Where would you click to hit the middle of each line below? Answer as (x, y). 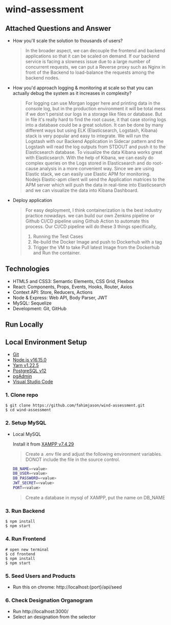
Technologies (28, 269)
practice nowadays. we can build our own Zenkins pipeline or (90, 216)
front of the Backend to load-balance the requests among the (90, 72)
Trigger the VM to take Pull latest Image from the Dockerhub (96, 247)
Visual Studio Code (33, 382)
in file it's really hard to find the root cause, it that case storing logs (96, 119)
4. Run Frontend (26, 539)
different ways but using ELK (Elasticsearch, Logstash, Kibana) (91, 130)
